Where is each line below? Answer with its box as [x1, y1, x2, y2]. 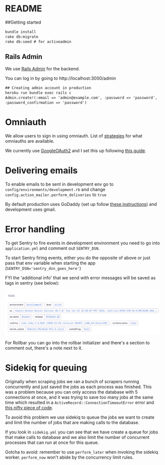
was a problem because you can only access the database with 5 [5, 389, 138, 395]
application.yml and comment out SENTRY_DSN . [5, 245, 100, 251]
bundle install [5, 29, 36, 34]
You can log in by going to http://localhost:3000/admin [5, 75, 116, 81]
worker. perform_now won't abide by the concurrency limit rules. [5, 454, 134, 461]
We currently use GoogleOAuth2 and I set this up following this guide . [5, 147, 147, 153]
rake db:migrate [5, 34, 38, 39]
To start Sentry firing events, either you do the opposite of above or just [5, 255, 151, 261]
